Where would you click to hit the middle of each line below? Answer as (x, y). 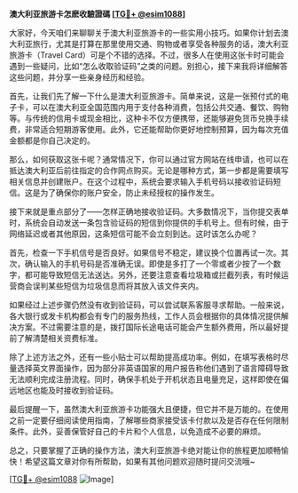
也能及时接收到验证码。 (75, 390)
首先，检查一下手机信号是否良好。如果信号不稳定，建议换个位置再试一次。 (145, 253)
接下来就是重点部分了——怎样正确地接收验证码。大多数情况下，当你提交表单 (149, 211)
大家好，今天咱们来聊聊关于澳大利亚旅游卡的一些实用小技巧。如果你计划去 (145, 33)
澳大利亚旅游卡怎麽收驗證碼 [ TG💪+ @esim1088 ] (98, 14)
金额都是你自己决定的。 (52, 140)
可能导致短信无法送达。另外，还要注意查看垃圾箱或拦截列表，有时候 (157, 275)
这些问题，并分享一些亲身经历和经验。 (79, 77)
